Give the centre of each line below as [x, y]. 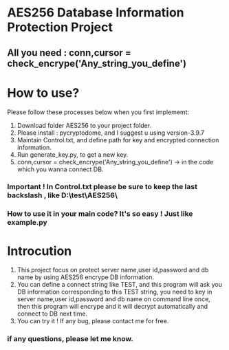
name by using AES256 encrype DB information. [86, 277]
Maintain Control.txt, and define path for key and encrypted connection [118, 140]
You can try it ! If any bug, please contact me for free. [93, 321]
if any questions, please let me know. [70, 339]
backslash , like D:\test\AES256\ [63, 195]
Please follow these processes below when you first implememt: [98, 112]
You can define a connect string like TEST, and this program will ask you [119, 285]
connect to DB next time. [52, 314]
